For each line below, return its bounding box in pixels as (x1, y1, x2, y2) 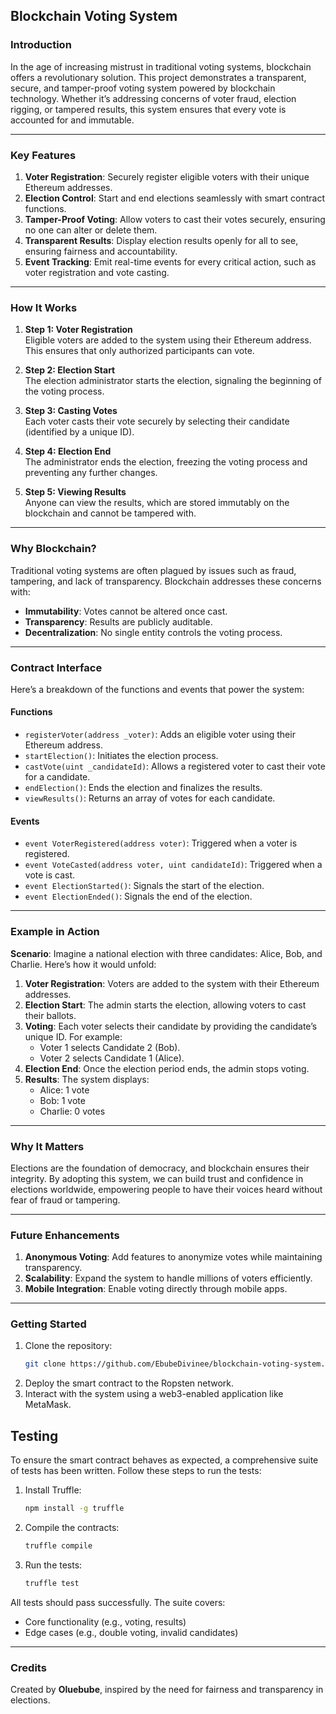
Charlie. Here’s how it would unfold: (10, 958, 157, 970)
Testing (10, 1427, 59, 1444)
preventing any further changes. (24, 467, 158, 479)
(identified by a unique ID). (24, 426, 135, 438)
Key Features (10, 148, 77, 162)
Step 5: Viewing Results (24, 486, 127, 498)
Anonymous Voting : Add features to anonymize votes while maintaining (24, 1251, 323, 1263)
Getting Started (10, 1317, 87, 1331)
